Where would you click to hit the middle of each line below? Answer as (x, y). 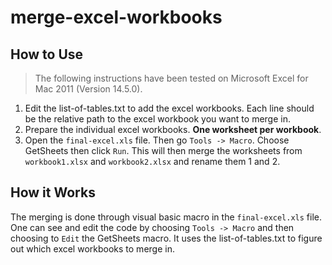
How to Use (47, 54)
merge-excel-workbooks (116, 17)
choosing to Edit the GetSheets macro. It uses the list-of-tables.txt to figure (166, 238)
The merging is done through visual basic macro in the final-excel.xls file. (166, 217)
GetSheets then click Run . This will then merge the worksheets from (163, 150)
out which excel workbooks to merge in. (92, 248)
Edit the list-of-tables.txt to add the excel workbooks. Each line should (169, 108)
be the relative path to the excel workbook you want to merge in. (157, 119)
